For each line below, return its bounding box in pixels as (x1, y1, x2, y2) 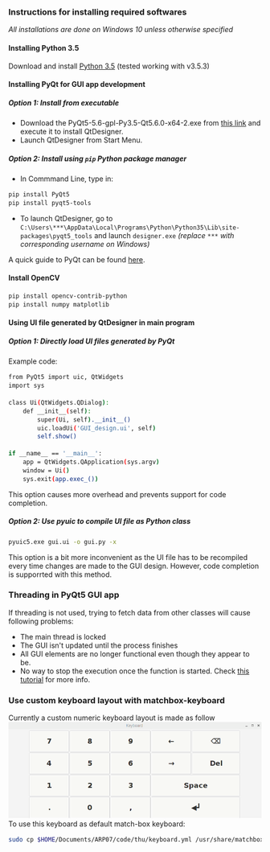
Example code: (8, 356, 58, 366)
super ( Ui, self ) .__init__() (37, 415, 131, 424)
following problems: (8, 616, 74, 626)
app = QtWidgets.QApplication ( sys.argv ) (22, 458, 160, 467)
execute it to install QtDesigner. (19, 127, 124, 137)
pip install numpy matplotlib (8, 300, 110, 308)
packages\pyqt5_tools (19, 232, 92, 240)
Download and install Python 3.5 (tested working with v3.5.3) (8, 61, 211, 71)
